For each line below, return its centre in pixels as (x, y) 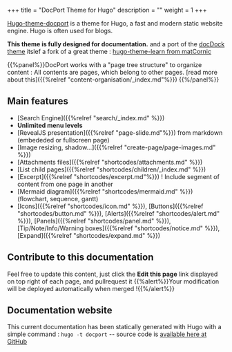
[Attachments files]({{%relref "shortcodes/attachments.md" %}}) (110, 162)
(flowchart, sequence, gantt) (58, 198)
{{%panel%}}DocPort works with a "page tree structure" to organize (105, 65)
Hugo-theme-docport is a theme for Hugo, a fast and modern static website (115, 23)
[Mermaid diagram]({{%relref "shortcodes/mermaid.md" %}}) (105, 191)
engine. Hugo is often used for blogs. (60, 31)
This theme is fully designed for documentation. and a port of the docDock (116, 44)
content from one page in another (65, 184)
